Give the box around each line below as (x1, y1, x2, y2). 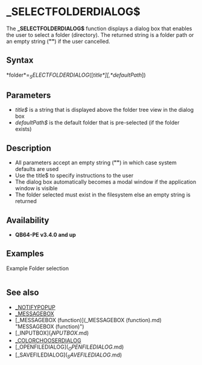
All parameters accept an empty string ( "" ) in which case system (14, 159, 177, 166)
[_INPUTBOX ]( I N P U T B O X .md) (14, 329, 89, 338)
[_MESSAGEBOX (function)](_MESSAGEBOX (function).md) (14, 316, 162, 323)
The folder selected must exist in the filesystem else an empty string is (14, 191, 191, 198)
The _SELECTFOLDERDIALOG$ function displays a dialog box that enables (6, 25, 192, 32)
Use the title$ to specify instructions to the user (14, 172, 134, 179)
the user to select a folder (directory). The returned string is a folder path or (6, 31, 194, 38)
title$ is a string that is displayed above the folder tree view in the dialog (14, 106, 194, 114)
